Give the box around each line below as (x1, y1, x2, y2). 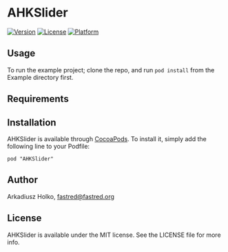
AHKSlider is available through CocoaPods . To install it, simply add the (7, 134, 207, 143)
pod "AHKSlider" (7, 155, 54, 162)
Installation (7, 116, 56, 128)
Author (7, 174, 38, 186)
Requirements (7, 93, 69, 105)
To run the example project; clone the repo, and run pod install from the (7, 65, 215, 74)
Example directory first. (7, 73, 74, 81)
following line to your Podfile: (7, 142, 90, 150)
